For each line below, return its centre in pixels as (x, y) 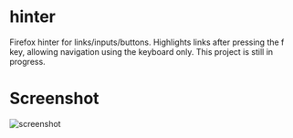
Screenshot (54, 99)
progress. (27, 61)
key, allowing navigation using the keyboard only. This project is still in (141, 51)
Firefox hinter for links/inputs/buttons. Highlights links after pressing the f (147, 42)
